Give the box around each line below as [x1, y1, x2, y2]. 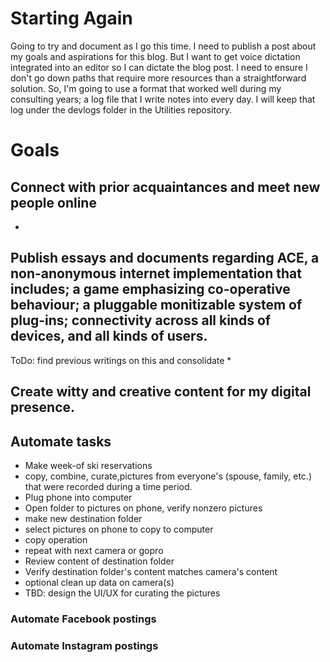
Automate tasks [10, 433, 112, 450]
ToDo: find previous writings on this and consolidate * [10, 354, 232, 366]
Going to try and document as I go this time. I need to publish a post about [10, 40, 317, 52]
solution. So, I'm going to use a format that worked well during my [10, 82, 282, 94]
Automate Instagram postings [10, 638, 159, 652]
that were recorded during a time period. [24, 480, 193, 492]
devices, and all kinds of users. [10, 328, 208, 345]
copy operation [24, 533, 88, 546]
